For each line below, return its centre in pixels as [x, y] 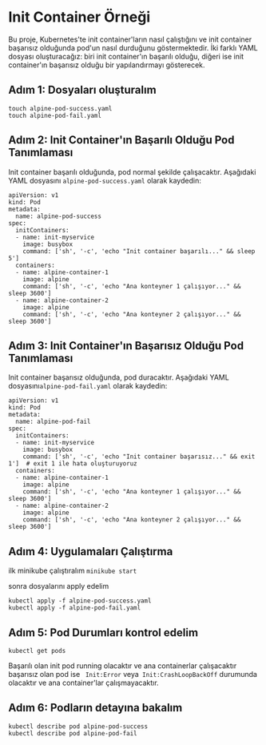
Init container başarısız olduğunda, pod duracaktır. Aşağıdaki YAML [119, 377]
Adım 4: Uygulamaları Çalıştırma [91, 552]
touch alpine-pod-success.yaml [60, 108]
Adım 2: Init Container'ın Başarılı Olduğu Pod [121, 140]
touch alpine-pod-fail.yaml [55, 115]
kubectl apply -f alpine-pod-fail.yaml [75, 608]
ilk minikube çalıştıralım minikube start [73, 571]
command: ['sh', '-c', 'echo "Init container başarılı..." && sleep [139, 251]
